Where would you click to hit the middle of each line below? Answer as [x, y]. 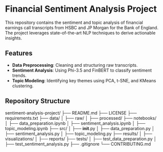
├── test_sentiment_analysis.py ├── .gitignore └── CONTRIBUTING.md [78, 144]
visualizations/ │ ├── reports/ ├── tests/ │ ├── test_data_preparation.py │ [81, 139]
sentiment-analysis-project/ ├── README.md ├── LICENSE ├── [71, 113]
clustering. [23, 86]
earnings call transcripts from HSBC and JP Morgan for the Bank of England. [82, 27]
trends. [19, 75]
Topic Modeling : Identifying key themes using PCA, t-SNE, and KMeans [84, 80]
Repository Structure [38, 101]
